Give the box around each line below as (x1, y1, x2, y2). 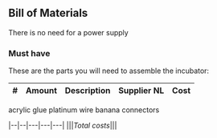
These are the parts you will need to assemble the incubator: (8, 66, 210, 75)
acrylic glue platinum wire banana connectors (8, 105, 160, 115)
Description (64, 85, 111, 96)
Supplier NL (117, 85, 165, 96)
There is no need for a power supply (8, 27, 129, 37)
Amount (25, 85, 58, 96)
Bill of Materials (8, 6, 88, 20)
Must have (8, 47, 51, 59)
